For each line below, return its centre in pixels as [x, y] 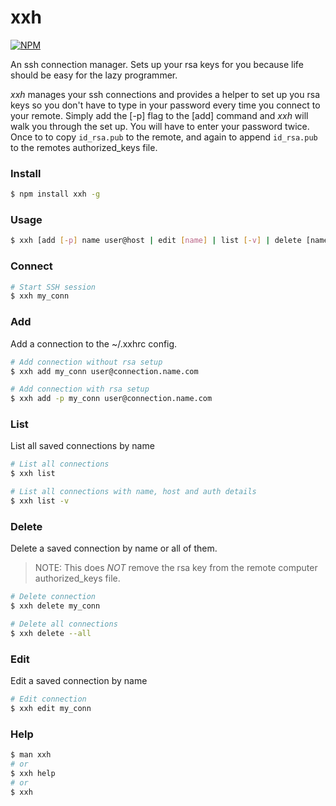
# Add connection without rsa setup [86, 362]
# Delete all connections [64, 624]
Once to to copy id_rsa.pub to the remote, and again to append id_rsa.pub [164, 137]
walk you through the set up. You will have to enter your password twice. [160, 126]
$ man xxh [31, 755]
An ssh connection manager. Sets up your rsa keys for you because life [157, 64]
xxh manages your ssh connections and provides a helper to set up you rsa [165, 94]
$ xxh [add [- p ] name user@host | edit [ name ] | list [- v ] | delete [156, 241]
